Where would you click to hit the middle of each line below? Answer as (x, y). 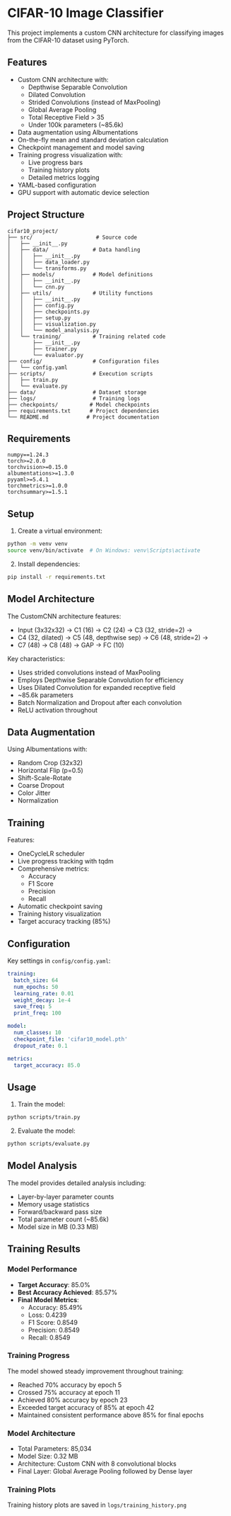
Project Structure (46, 215)
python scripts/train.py (44, 1117)
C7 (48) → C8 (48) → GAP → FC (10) (71, 645)
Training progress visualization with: (70, 154)
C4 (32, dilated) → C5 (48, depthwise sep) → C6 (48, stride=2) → (113, 637)
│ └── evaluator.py (45, 355)
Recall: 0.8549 (49, 1337)
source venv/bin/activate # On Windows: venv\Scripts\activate (104, 550)
